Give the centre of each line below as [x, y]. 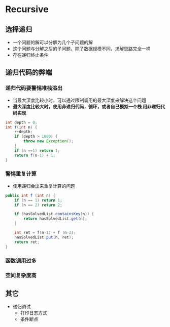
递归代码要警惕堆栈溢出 [34, 88]
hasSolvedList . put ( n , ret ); [44, 237]
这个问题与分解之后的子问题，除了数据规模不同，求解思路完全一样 [81, 49]
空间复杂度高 [21, 275]
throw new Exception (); [48, 141]
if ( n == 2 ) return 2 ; [38, 205]
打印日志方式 [33, 313]
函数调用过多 [21, 261]
